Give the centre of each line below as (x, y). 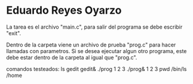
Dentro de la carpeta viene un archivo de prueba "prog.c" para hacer (91, 45)
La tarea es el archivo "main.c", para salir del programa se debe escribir (94, 27)
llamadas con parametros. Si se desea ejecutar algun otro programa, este (96, 51)
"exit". (14, 33)
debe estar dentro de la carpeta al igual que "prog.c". (72, 57)
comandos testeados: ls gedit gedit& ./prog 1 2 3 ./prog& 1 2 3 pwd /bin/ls (96, 69)
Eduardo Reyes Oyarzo (64, 10)
